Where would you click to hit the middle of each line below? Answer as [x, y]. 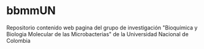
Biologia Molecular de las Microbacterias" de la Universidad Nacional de [97, 34]
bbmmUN [31, 11]
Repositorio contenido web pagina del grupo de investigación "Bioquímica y [102, 28]
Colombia [18, 40]
